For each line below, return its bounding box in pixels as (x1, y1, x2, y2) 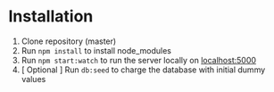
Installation (8, 6, 94, 27)
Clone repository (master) (21, 36, 117, 46)
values (21, 73, 46, 84)
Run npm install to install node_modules (21, 45, 171, 55)
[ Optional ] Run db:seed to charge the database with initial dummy (21, 64, 266, 75)
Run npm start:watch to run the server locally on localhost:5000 (21, 54, 256, 65)
